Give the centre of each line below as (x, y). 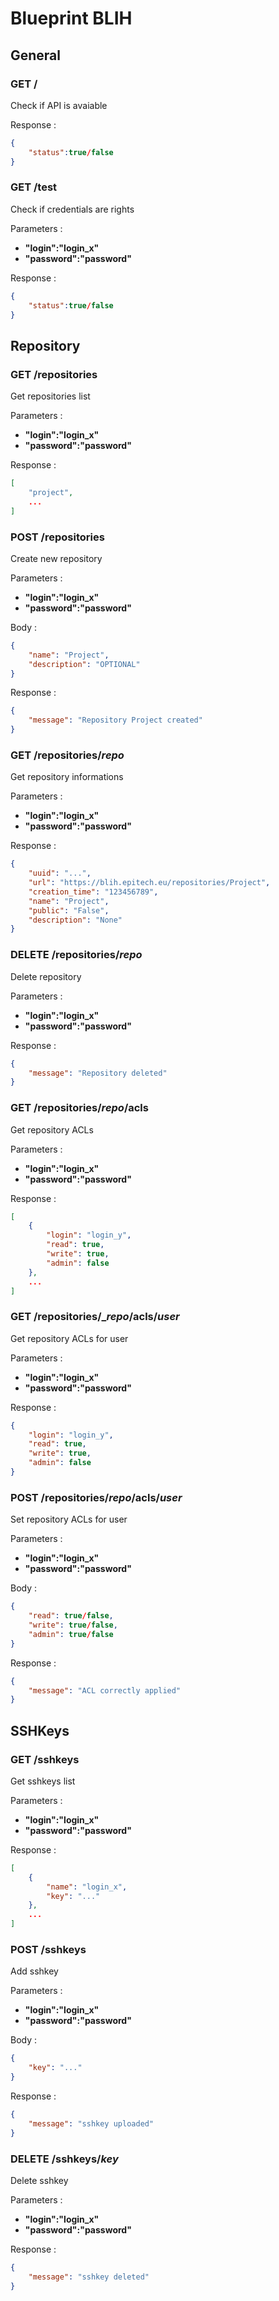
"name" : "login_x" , (87, 1887)
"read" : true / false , (71, 1616)
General (36, 55)
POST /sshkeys (48, 1949)
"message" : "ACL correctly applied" (105, 1690)
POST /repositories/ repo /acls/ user (96, 1497)
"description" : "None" (75, 920)
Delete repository (46, 976)
